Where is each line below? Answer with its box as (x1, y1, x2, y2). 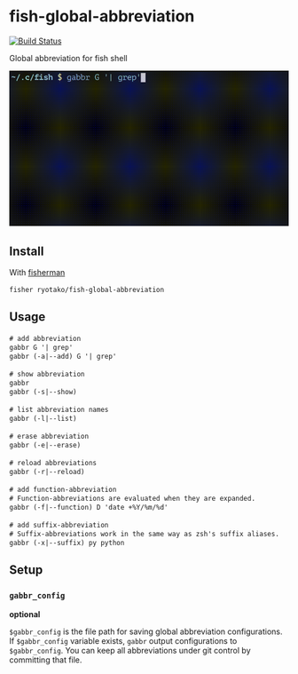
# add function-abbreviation (9, 485, 117, 494)
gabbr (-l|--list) (9, 414, 77, 423)
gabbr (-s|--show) (9, 387, 77, 396)
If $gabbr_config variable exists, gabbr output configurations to (9, 636, 238, 646)
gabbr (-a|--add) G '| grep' (9, 352, 117, 361)
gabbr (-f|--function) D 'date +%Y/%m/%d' (9, 503, 169, 511)
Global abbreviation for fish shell (9, 52, 128, 63)
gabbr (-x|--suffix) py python (9, 538, 125, 547)
